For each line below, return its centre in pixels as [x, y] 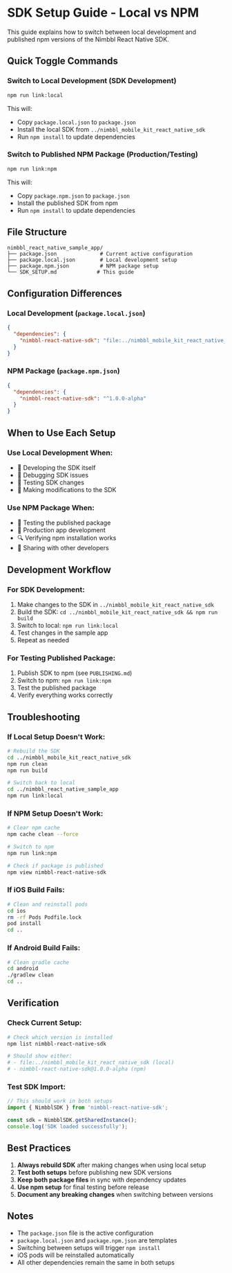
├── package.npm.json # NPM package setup [83, 266]
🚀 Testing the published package [64, 523]
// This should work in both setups [60, 1101]
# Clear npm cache [33, 828]
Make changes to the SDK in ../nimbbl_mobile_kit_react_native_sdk [115, 604]
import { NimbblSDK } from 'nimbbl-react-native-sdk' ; [88, 1108]
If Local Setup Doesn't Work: [56, 737]
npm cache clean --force [43, 834]
